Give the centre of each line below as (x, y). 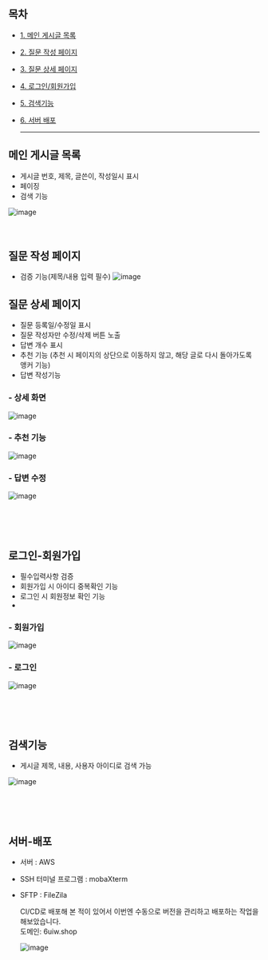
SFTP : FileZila (43, 895)
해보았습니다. (40, 922)
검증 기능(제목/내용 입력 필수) (65, 277)
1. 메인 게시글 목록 (48, 35)
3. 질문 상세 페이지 (49, 69)
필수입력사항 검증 (47, 576)
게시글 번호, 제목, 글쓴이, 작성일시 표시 (79, 176)
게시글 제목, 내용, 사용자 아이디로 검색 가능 (86, 766)
